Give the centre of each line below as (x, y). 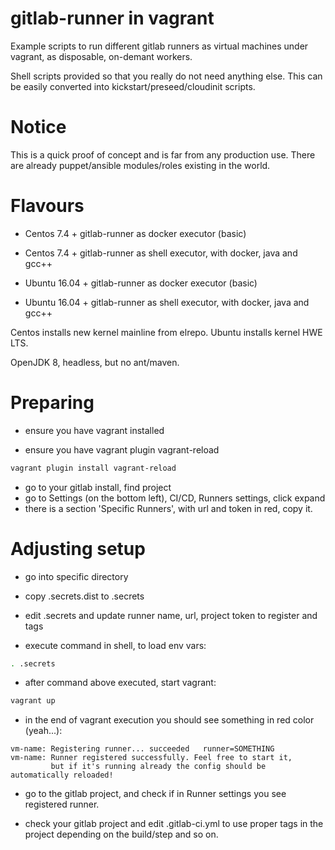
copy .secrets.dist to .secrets (84, 596)
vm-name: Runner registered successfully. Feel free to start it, (151, 758)
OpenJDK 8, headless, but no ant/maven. (95, 362)
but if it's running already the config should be (158, 767)
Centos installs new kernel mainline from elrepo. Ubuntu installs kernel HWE (166, 332)
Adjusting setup (78, 548)
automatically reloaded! (62, 775)
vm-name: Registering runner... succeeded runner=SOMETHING (142, 749)
